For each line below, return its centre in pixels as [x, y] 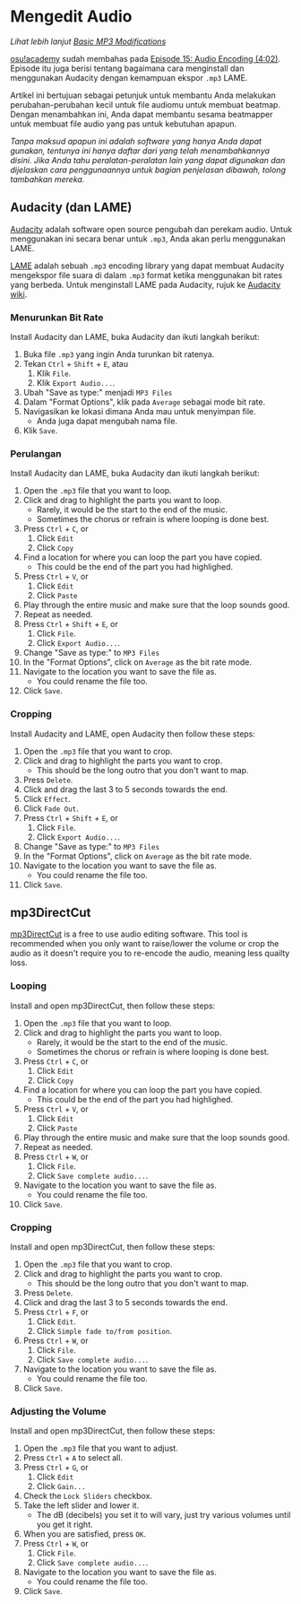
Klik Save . [40, 431]
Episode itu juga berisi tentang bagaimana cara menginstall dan [127, 68]
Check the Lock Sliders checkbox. [88, 1496]
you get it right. [64, 1525]
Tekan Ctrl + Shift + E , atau [76, 364]
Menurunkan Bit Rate [57, 318]
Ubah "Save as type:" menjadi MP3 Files [98, 393]
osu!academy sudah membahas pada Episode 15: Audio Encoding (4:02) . [146, 58]
